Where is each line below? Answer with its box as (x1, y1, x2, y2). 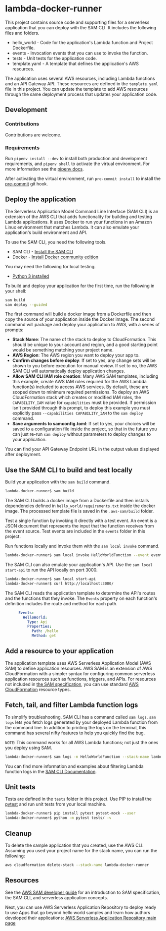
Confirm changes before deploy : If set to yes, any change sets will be (12, 357, 156, 363)
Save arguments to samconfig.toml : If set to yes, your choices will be (12, 421, 156, 427)
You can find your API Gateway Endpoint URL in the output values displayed (5, 446, 160, 452)
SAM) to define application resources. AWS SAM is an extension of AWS (5, 665, 152, 671)
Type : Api (27, 619, 48, 625)
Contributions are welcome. (5, 132, 62, 138)
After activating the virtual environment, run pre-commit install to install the (5, 175, 161, 181)
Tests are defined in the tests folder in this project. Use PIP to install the (5, 796, 152, 802)
